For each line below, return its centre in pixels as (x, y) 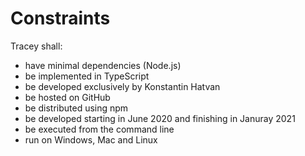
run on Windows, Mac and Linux (91, 139)
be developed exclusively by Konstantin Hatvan (122, 86)
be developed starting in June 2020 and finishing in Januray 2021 (160, 118)
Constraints (60, 18)
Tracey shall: (36, 46)
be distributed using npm (76, 108)
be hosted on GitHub (67, 97)
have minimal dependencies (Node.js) (103, 65)
